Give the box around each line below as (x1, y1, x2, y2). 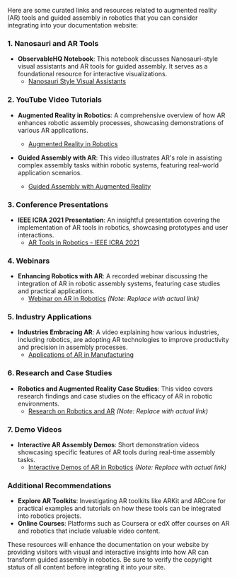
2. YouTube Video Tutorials (7, 95, 103, 105)
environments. (17, 399, 60, 408)
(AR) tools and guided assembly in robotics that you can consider (7, 13, 198, 22)
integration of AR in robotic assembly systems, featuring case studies (17, 279, 221, 288)
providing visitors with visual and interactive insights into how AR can (7, 548, 209, 557)
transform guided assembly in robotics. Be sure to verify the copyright (7, 555, 212, 564)
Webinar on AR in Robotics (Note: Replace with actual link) (28, 295, 200, 303)
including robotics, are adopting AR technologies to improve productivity (17, 336, 229, 344)
